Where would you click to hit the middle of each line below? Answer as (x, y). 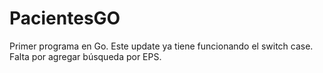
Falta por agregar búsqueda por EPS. (85, 56)
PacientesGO (65, 18)
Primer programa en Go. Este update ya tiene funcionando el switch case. (161, 46)
